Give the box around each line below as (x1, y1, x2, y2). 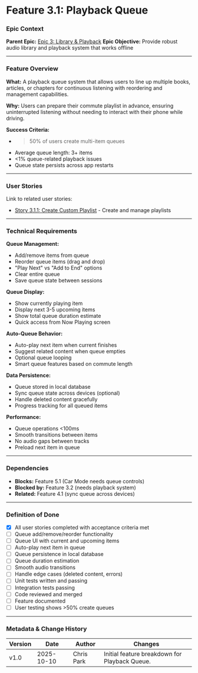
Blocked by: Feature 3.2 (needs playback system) (14, 484, 137, 491)
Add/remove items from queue (14, 252, 90, 259)
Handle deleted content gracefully (14, 396, 98, 403)
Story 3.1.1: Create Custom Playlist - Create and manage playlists (14, 207, 171, 214)
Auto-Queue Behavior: (6, 330, 63, 337)
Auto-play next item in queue (14, 544, 85, 551)
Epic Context (6, 25, 44, 33)
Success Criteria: (6, 126, 50, 133)
